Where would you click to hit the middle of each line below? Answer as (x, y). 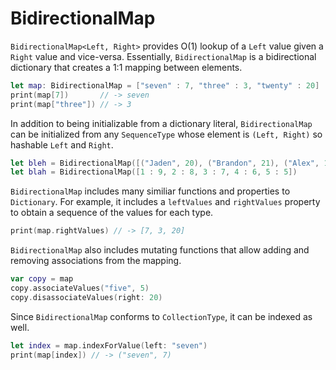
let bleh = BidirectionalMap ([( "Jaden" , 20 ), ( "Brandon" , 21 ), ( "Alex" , (165, 163)
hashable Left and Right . (62, 144)
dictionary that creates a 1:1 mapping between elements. (126, 67)
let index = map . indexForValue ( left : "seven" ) (109, 345)
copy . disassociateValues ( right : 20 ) (86, 297)
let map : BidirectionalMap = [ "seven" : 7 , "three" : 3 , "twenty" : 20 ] (165, 85)
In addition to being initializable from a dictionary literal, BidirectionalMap (161, 123)
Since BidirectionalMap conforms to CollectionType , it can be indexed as (161, 316)
